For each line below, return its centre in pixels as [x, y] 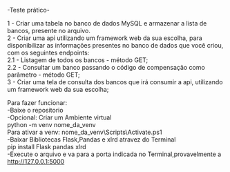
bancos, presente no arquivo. [49, 31]
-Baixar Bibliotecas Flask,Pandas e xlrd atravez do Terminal [92, 140]
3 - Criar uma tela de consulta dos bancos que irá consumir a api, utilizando [115, 82]
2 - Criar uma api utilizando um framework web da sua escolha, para [105, 38]
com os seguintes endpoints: [48, 52]
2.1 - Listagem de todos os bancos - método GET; [78, 60]
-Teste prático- [28, 10]
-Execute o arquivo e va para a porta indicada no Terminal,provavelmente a [114, 154]
